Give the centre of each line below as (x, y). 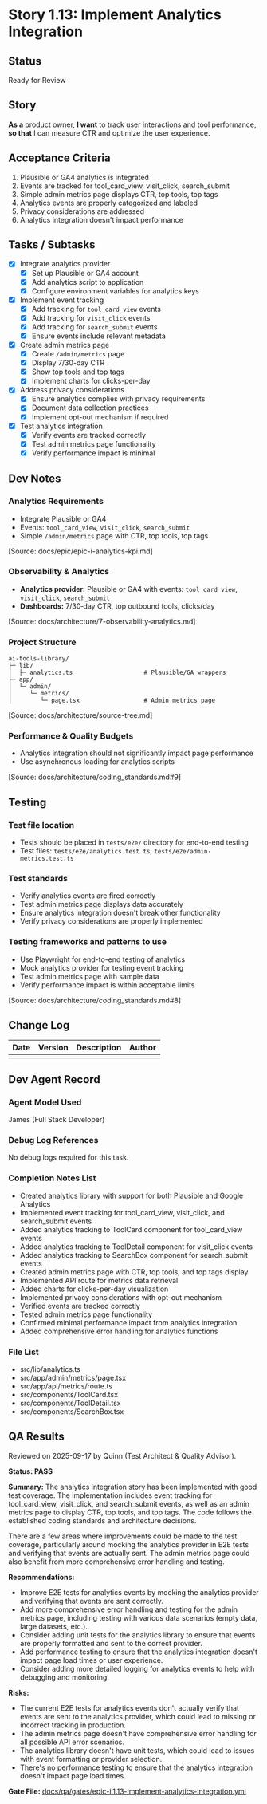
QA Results (37, 1437)
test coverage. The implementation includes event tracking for (110, 1495)
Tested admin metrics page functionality (86, 1314)
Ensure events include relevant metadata (98, 336)
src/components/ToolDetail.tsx (70, 1403)
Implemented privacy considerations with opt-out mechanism (121, 1297)
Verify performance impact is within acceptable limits (107, 985)
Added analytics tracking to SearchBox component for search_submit (134, 1255)
